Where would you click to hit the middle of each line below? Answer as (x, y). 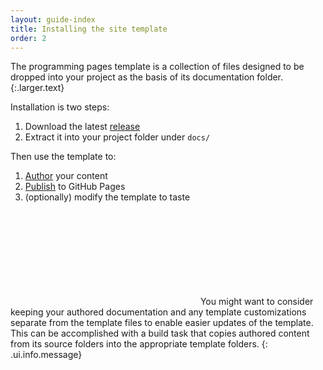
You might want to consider (256, 302)
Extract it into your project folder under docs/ (117, 137)
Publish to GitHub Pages (75, 187)
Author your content (66, 176)
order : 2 (28, 38)
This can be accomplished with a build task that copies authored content (160, 333)
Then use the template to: (63, 157)
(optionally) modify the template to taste (107, 197)
